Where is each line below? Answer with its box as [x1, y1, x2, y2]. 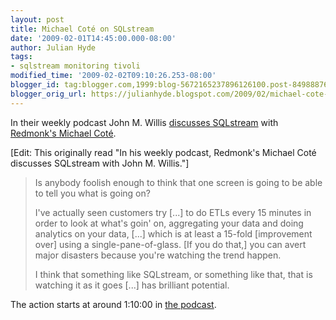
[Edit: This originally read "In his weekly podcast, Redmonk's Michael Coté [10, 146, 317, 158]
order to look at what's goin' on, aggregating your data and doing [34, 217, 304, 229]
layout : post [10, 14, 65, 25]
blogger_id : [10, 80, 60, 90]
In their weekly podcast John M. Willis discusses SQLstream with [10, 116, 279, 128]
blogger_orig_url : [10, 89, 87, 99]
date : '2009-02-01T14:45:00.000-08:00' [10, 33, 177, 43]
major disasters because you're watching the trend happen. [34, 249, 282, 261]
